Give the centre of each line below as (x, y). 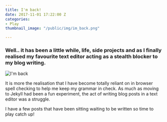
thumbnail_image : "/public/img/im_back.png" (52, 28)
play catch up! (20, 114)
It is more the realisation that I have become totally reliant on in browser (79, 83)
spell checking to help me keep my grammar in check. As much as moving (82, 88)
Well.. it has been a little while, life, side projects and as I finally (83, 50)
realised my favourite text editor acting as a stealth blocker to (81, 56)
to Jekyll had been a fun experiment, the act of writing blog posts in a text (81, 94)
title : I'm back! (23, 10)
